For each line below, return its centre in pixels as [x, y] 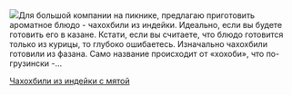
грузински [30, 63]
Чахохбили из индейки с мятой [70, 81]
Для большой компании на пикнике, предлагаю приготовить [137, 15]
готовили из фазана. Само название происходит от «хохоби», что [137, 54]
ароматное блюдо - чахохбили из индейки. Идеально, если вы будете [146, 25]
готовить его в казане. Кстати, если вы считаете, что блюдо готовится [146, 34]
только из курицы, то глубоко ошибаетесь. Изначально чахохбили [139, 44]
